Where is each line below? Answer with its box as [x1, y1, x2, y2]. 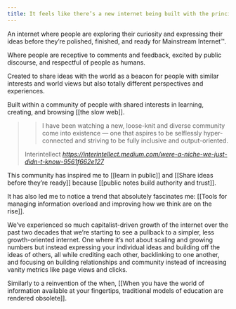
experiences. [7, 86, 46, 95]
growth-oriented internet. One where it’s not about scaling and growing [7, 235, 213, 244]
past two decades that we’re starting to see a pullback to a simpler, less [7, 228, 214, 236]
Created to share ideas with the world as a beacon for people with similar [7, 72, 219, 80]
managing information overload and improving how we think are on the [7, 199, 212, 208]
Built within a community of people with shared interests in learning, [7, 100, 204, 109]
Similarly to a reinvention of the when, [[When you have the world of [7, 279, 205, 287]
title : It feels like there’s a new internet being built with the [7, 10, 209, 18]
